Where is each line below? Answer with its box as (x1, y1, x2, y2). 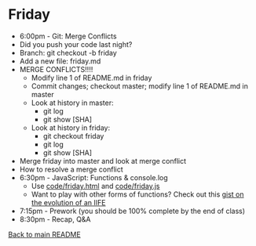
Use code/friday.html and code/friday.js (31, 181, 160, 190)
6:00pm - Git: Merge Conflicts (19, 31, 117, 41)
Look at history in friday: (31, 123, 111, 132)
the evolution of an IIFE (31, 197, 106, 207)
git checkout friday (42, 131, 104, 140)
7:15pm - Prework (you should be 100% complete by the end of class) (19, 206, 246, 215)
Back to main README (8, 230, 81, 239)
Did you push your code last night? (19, 39, 133, 49)
